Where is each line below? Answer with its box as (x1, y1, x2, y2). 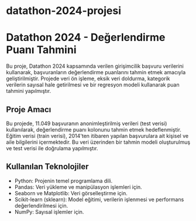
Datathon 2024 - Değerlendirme (6, 31, 166, 44)
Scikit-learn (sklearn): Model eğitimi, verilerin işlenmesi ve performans (14, 196, 184, 203)
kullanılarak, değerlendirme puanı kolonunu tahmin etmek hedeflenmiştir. (6, 126, 181, 133)
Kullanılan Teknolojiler (6, 162, 89, 172)
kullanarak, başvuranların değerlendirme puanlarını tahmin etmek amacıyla (6, 69, 186, 76)
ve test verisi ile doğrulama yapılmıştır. (6, 144, 98, 151)
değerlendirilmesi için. (14, 202, 68, 209)
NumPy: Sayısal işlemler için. (14, 208, 84, 215)
